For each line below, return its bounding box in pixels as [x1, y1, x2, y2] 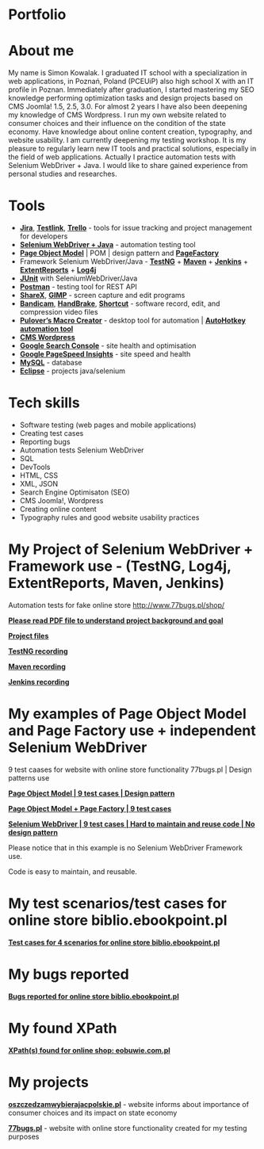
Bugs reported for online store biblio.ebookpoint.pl [8, 991, 180, 1001]
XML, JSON [19, 479, 59, 488]
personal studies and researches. [8, 169, 117, 179]
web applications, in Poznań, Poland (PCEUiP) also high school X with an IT [8, 77, 254, 86]
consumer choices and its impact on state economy [8, 1108, 178, 1117]
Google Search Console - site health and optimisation [19, 341, 197, 350]
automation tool [19, 324, 74, 334]
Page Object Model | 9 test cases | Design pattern [8, 788, 175, 798]
